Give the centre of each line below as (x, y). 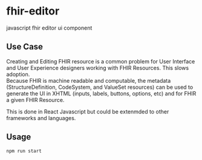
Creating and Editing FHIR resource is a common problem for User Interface (101, 61)
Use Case (25, 47)
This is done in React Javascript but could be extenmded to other (88, 111)
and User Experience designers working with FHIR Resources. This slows (98, 68)
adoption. (18, 74)
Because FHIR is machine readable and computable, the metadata (89, 80)
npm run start (24, 151)
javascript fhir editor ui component (49, 28)
